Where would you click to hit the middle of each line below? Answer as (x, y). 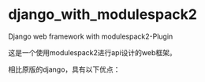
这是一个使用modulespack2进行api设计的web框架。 (93, 52)
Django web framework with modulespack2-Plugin (91, 36)
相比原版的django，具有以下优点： (64, 69)
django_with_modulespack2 (102, 15)
